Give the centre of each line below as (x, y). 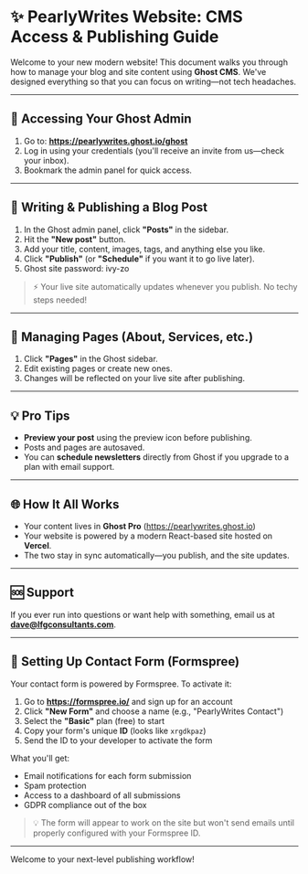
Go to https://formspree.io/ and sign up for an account (128, 701)
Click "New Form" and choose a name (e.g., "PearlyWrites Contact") (154, 711)
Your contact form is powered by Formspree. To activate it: (121, 684)
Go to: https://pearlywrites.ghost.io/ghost (106, 141)
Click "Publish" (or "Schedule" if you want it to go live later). (139, 259)
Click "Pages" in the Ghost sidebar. (90, 359)
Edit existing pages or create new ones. (98, 368)
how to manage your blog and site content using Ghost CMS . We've (138, 71)
